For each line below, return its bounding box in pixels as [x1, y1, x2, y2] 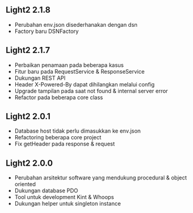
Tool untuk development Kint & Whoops [14, 194, 114, 201]
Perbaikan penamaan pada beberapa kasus [14, 61, 124, 69]
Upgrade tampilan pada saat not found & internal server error [14, 87, 168, 94]
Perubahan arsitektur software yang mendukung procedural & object [14, 174, 187, 181]
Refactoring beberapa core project [14, 134, 102, 141]
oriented [14, 181, 36, 188]
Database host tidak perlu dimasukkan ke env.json [14, 127, 141, 134]
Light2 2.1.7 [5, 45, 50, 55]
